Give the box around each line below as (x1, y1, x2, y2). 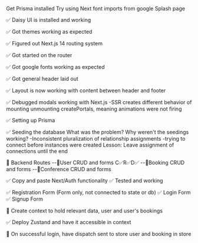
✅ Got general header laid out (6, 75, 78, 82)
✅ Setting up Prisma (6, 117, 55, 124)
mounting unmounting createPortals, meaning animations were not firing (6, 105, 182, 112)
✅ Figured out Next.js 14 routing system (6, 40, 103, 46)
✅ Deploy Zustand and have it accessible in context (6, 219, 131, 225)
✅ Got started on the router (6, 52, 72, 58)
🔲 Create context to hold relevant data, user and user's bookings (6, 207, 163, 214)
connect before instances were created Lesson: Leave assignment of (6, 141, 174, 148)
